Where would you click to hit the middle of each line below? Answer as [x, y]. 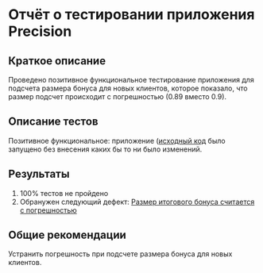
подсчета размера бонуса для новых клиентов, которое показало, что [128, 88]
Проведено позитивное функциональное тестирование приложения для [131, 80]
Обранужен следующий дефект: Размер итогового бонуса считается [137, 202]
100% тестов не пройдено [64, 193]
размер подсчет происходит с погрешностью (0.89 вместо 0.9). [118, 96]
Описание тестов [53, 122]
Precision [40, 31]
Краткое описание [57, 61]
